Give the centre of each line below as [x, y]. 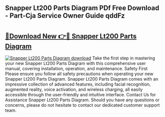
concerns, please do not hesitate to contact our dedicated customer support [82, 105]
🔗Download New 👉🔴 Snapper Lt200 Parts [71, 36]
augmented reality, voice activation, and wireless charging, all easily [74, 89]
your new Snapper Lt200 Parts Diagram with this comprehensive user [76, 63]
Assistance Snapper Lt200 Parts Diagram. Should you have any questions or [82, 100]
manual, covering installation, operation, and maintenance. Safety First [76, 69]
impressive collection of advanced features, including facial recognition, [78, 84]
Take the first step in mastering [124, 58]
